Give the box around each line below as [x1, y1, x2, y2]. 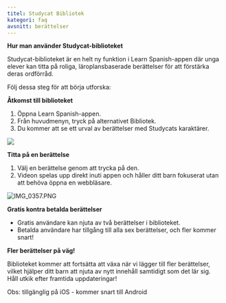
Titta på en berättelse [7, 151, 70, 159]
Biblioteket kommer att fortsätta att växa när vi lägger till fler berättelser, [7, 260, 211, 269]
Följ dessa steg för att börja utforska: [7, 83, 111, 92]
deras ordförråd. [7, 70, 54, 78]
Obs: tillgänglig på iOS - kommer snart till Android [7, 288, 148, 296]
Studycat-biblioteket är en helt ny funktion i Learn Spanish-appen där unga [7, 55, 220, 63]
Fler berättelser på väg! [7, 247, 76, 255]
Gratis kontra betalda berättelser [7, 205, 102, 213]
